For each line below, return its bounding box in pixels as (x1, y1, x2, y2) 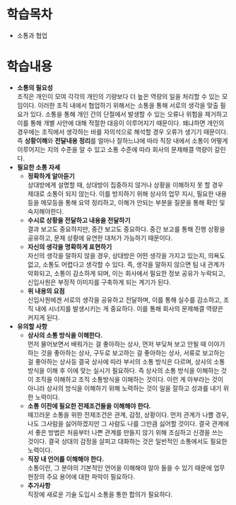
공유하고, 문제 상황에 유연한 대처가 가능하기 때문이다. (27, 233, 173, 242)
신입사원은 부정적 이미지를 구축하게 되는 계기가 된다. (27, 277, 171, 286)
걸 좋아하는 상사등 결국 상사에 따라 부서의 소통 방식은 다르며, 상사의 (27, 357, 213, 366)
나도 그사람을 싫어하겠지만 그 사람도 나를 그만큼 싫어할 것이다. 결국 (27, 419, 211, 428)
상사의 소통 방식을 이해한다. (27, 330, 103, 339)
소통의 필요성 (16, 83, 54, 92)
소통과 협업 (16, 31, 48, 40)
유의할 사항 (16, 322, 47, 330)
